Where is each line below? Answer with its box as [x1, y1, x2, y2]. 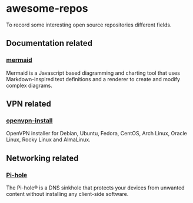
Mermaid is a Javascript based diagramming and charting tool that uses [6, 69, 181, 76]
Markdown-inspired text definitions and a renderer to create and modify [6, 75, 181, 82]
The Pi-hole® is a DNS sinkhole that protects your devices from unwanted [6, 184, 185, 191]
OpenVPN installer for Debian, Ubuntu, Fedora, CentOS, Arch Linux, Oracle [6, 130, 187, 137]
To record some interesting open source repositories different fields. [6, 21, 172, 28]
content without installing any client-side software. [6, 191, 129, 197]
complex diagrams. [6, 82, 53, 89]
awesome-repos [6, 2, 88, 15]
